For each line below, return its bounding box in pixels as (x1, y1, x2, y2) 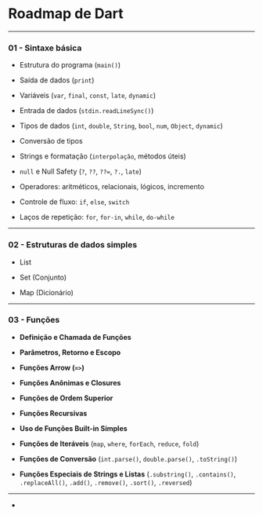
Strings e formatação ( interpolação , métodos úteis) (19, 152, 186, 161)
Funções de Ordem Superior (19, 393, 113, 403)
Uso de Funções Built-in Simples (19, 423, 128, 433)
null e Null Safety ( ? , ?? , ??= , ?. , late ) (19, 166, 142, 177)
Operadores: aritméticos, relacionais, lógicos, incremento (19, 182, 205, 192)
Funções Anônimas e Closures (19, 378, 121, 387)
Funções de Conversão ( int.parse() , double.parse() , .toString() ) (19, 454, 237, 463)
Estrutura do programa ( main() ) (19, 60, 121, 70)
